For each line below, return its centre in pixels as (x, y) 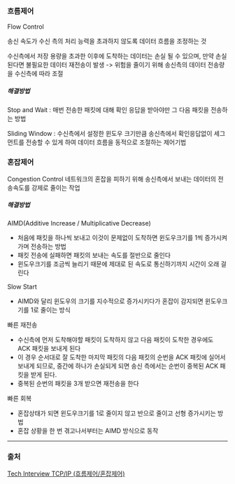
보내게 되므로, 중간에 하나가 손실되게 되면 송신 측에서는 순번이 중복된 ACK (118, 366)
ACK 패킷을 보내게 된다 (49, 348)
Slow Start (22, 286)
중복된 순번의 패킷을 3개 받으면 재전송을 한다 (78, 383)
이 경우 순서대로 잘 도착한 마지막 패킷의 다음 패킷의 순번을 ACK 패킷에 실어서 (121, 357)
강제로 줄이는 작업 (56, 188)
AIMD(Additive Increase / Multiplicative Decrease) (79, 223)
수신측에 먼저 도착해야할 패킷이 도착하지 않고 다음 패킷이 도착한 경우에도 (115, 339)
